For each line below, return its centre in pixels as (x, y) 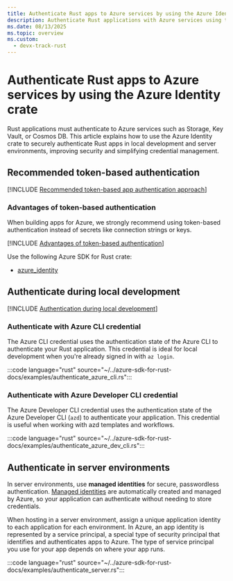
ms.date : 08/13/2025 (37, 26)
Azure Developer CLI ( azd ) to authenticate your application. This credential (113, 417)
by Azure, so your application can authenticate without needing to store (110, 499)
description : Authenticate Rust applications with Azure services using (114, 20)
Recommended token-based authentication (103, 173)
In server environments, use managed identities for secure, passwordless (113, 484)
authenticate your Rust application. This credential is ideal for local (102, 349)
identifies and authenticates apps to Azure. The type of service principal (111, 542)
